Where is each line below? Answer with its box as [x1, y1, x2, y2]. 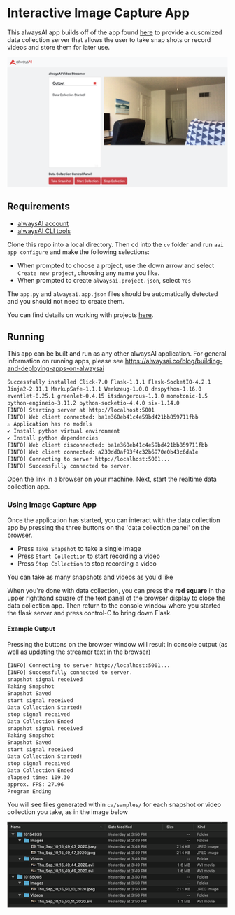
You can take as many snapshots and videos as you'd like [7, 573, 173, 581]
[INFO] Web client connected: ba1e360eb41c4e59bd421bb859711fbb [7, 414, 199, 421]
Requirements [7, 201, 70, 213]
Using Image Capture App [7, 500, 97, 510]
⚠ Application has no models [7, 421, 92, 428]
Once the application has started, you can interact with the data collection [7, 516, 220, 524]
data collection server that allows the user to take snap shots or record [7, 35, 211, 43]
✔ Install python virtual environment [7, 428, 120, 435]
